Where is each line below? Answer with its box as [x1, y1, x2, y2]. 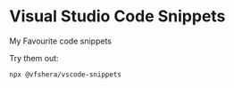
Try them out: [9, 52, 60, 63]
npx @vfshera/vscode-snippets [9, 69, 122, 79]
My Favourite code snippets [9, 36, 112, 46]
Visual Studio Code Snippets [9, 6, 226, 27]
